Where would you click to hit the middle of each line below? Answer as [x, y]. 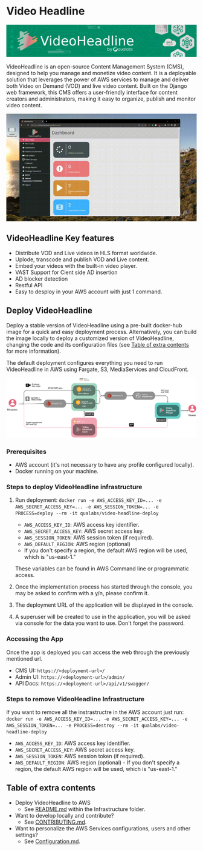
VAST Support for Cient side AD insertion [66, 272]
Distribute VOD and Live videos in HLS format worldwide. [86, 253]
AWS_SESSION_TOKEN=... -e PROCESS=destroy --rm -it [72, 726]
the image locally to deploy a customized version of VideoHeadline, [90, 338]
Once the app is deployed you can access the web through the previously [98, 652]
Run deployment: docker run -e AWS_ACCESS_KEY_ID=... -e [88, 500]
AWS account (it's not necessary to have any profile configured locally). [105, 465]
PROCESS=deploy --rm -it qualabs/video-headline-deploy [87, 513]
